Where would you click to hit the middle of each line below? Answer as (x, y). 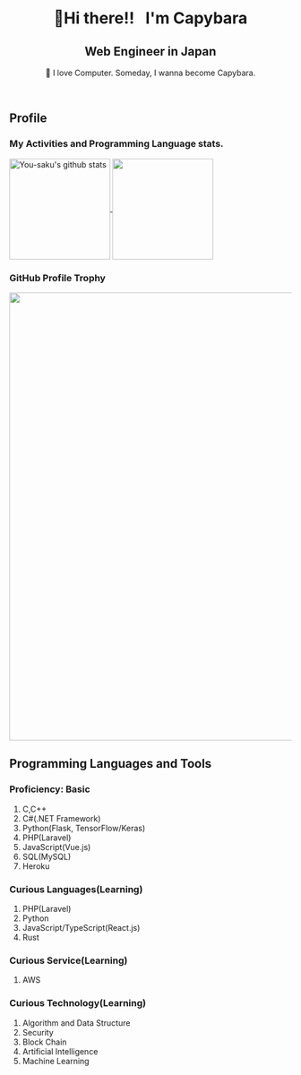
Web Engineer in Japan (150, 52)
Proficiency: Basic (50, 789)
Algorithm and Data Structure (76, 1023)
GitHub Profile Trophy (57, 278)
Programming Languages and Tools (111, 764)
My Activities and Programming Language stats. (116, 144)
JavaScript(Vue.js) (56, 847)
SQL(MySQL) (47, 856)
